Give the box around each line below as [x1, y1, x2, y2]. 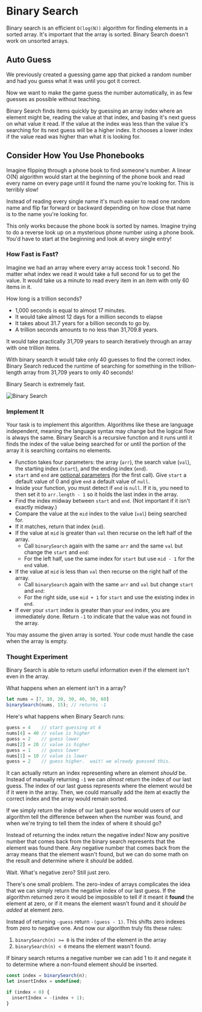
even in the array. [6, 673, 49, 680]
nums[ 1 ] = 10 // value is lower [6, 753, 87, 759]
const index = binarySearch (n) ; [6, 973, 87, 979]
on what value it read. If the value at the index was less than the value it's [6, 120, 188, 127]
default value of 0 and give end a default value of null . [14, 478, 150, 485]
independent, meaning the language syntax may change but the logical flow [6, 428, 195, 435]
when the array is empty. [6, 638, 68, 645]
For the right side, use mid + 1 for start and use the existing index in [24, 594, 195, 601]
